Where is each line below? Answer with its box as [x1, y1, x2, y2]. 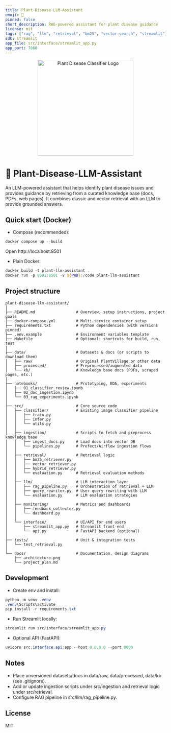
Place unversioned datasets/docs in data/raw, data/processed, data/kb [12, 672, 162, 678]
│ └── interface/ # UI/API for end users [5, 519, 126, 525]
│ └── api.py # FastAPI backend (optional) [5, 528, 140, 534]
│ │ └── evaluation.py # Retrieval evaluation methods [5, 470, 145, 476]
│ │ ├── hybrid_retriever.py [5, 466, 76, 471]
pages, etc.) [5, 372, 33, 377]
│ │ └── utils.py [5, 421, 51, 427]
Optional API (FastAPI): [12, 635, 61, 641]
